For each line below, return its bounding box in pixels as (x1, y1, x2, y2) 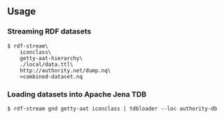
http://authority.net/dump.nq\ (20, 66, 111, 74)
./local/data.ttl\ (20, 61, 73, 68)
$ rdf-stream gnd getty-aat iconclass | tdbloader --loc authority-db (7, 105, 218, 112)
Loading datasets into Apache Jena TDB (7, 89, 147, 99)
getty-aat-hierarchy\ (20, 55, 83, 62)
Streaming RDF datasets (7, 27, 92, 36)
